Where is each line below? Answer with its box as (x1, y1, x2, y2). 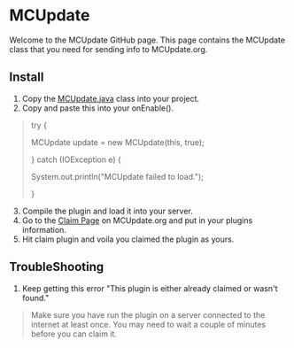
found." (21, 292, 50, 303)
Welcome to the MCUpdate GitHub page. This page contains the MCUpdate (9, 35, 286, 45)
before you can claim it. (30, 329, 118, 339)
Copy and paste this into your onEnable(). (21, 103, 174, 113)
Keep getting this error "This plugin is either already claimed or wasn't (21, 282, 278, 293)
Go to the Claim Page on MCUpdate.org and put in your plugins (21, 214, 253, 226)
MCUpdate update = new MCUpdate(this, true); (30, 136, 205, 147)
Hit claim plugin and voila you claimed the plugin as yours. (21, 234, 235, 244)
